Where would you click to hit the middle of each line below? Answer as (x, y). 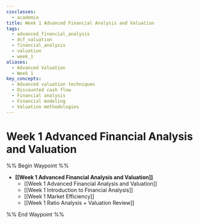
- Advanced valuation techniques (54, 85)
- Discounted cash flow (41, 90)
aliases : (17, 62)
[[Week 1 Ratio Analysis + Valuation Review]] (79, 203)
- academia (25, 17)
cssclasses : (21, 12)
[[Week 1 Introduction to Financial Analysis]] (78, 190)
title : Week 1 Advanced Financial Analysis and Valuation (80, 23)
